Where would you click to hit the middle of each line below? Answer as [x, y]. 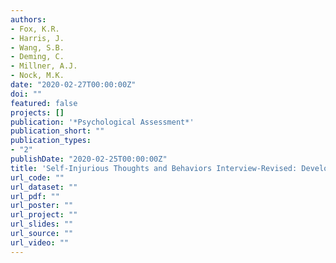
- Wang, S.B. [37, 47]
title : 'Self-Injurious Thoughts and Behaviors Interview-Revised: [154, 168]
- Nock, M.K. [37, 76]
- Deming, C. [37, 57]
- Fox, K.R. [35, 29]
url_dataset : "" [44, 187]
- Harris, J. [37, 38]
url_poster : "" [42, 206]
